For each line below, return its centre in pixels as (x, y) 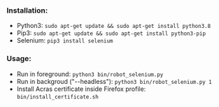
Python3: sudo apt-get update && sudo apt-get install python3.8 (114, 26)
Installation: (27, 10)
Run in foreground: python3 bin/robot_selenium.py (90, 74)
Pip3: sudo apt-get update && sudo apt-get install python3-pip (111, 33)
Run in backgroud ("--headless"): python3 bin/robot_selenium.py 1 (114, 81)
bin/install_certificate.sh (57, 97)
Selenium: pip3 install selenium (65, 41)
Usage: (19, 59)
